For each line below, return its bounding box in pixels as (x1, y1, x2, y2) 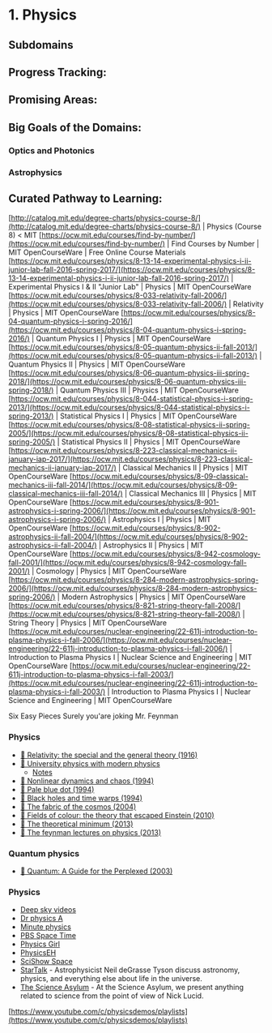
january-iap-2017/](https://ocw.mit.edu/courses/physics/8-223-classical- (8, 454, 253, 464)
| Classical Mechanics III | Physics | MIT (124, 489, 257, 499)
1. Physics (8, 6, 77, 24)
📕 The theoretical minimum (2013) (19, 819, 134, 829)
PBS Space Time (19, 931, 77, 941)
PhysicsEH (19, 948, 57, 958)
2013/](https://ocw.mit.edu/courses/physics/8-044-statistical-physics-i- (8, 403, 251, 413)
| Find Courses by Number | (167, 239, 260, 249)
